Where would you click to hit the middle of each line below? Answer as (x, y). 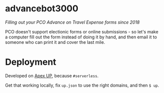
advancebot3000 (42, 9)
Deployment (31, 62)
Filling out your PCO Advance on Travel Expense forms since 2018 (72, 22)
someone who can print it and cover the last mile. (55, 42)
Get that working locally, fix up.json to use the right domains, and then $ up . (82, 85)
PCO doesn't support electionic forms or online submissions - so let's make (82, 31)
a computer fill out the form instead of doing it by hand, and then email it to (81, 37)
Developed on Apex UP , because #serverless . (52, 76)
